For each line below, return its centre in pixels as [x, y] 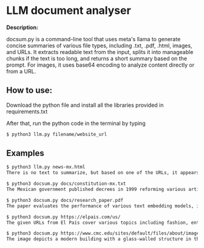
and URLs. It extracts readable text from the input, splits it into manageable [100, 52]
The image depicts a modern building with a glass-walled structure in [99, 239]
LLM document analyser [69, 11]
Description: [22, 27]
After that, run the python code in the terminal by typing [76, 123]
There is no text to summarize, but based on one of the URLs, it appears [103, 173]
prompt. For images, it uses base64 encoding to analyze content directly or [100, 65]
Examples [25, 153]
